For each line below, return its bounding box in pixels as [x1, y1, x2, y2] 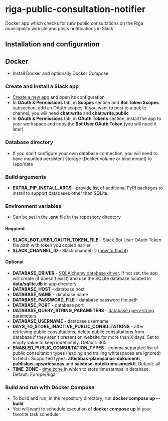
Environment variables [5, 202, 62, 209]
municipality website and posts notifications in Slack [5, 25, 114, 31]
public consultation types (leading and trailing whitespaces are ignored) [12, 350, 161, 356]
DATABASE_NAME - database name [12, 291, 88, 297]
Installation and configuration [5, 40, 100, 49]
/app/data [12, 161, 33, 167]
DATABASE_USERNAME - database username [12, 318, 109, 324]
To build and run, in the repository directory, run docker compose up [12, 395, 155, 401]
